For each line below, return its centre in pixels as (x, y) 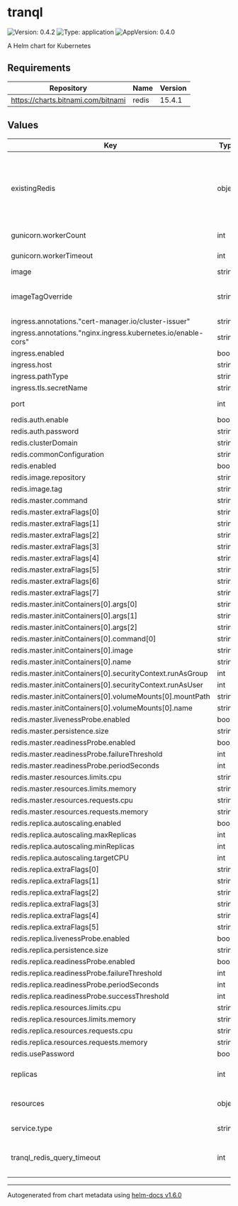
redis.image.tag (36, 489)
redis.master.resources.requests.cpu (72, 800)
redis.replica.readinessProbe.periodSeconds (85, 985)
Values (23, 125)
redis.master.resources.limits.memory (74, 788)
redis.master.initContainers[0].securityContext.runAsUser (107, 685)
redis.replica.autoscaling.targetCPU (70, 858)
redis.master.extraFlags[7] (55, 592)
